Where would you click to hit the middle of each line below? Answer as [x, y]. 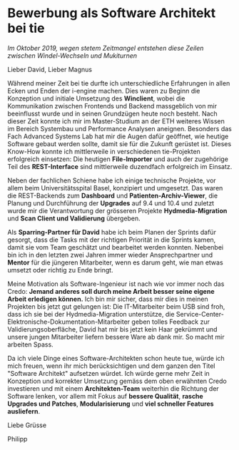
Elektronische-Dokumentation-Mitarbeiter [69, 322]
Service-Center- [200, 314]
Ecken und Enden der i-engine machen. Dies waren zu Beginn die [104, 91]
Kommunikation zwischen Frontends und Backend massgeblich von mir [112, 106]
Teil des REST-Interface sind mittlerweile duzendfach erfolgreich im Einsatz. [120, 166]
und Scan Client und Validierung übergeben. [74, 218]
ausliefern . [24, 411]
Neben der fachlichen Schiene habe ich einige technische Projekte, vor [112, 180]
